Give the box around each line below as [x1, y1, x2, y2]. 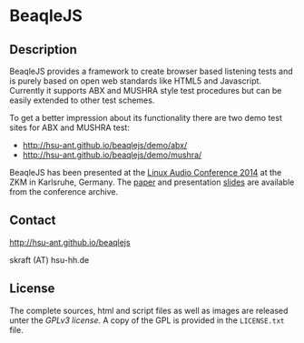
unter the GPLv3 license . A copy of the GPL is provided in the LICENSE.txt [9, 315, 285, 326]
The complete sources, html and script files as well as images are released [9, 305, 289, 316]
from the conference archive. [9, 187, 119, 197]
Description [9, 42, 77, 57]
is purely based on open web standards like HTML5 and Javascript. [9, 76, 261, 86]
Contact [9, 213, 56, 228]
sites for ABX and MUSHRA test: [9, 122, 130, 133]
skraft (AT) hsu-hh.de [9, 254, 90, 265]
